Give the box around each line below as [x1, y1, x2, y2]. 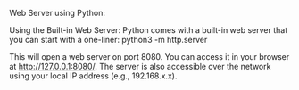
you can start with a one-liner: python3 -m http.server [9, 35, 208, 45]
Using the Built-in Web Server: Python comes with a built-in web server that [9, 25, 288, 35]
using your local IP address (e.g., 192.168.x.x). [9, 70, 178, 81]
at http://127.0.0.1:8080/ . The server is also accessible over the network [9, 61, 271, 71]
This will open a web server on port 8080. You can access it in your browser [9, 52, 290, 61]
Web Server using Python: [9, 8, 105, 18]
